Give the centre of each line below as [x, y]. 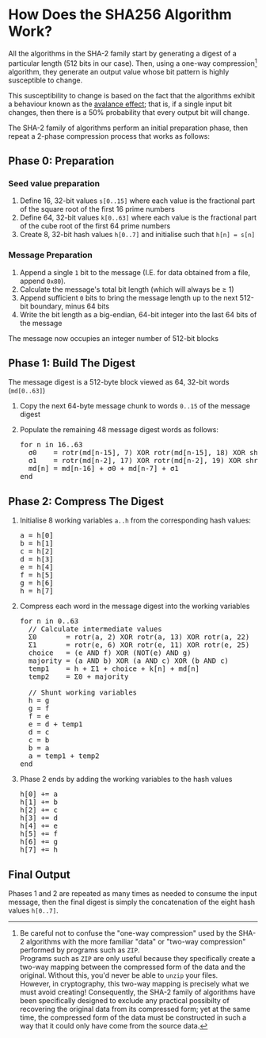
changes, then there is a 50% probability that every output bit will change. [129, 112]
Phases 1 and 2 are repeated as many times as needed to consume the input [133, 894]
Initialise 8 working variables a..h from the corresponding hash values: [135, 520]
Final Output [39, 874]
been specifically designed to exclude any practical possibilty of [124, 1001]
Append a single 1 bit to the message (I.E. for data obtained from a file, [135, 272]
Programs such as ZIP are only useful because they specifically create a [137, 959]
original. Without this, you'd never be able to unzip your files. [119, 975]
